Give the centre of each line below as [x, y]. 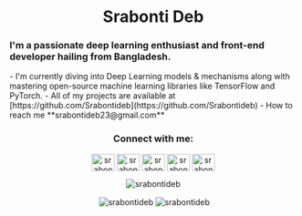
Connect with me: [153, 139]
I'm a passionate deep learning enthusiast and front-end [137, 46]
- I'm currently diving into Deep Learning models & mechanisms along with [150, 77]
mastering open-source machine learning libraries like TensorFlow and [142, 86]
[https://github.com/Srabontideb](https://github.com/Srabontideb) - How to [151, 106]
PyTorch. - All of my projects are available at [93, 96]
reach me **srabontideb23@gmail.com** [87, 115]
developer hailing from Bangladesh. [90, 57]
